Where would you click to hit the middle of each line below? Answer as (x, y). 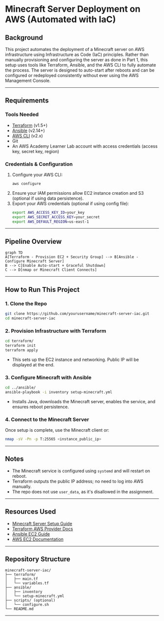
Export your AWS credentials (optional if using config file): (71, 203)
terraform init (20, 345)
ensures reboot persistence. (41, 407)
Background (24, 38)
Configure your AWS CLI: (37, 175)
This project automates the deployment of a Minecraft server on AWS (75, 49)
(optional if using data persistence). (48, 198)
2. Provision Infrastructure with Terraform (56, 331)
